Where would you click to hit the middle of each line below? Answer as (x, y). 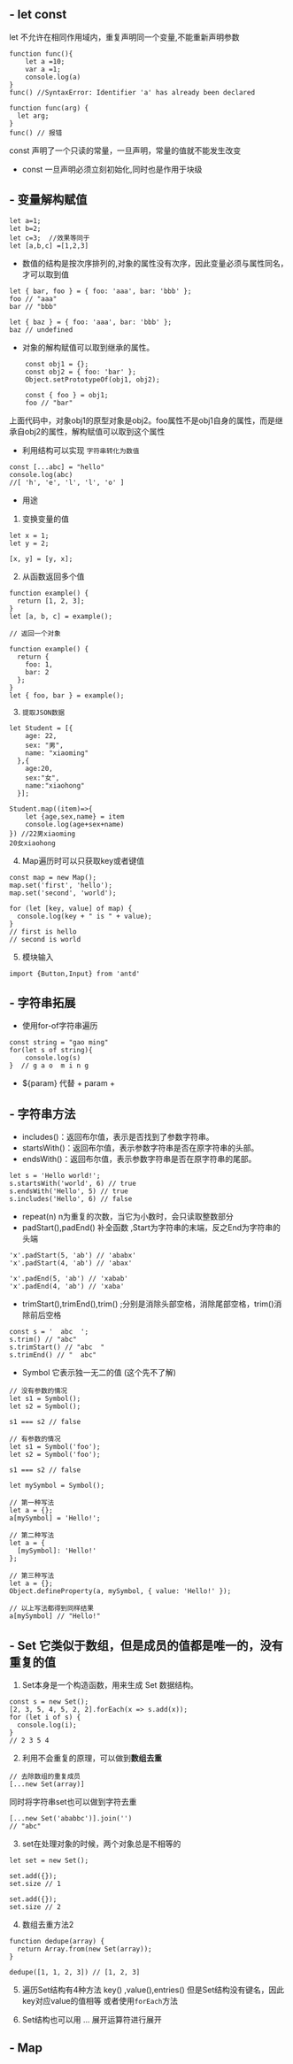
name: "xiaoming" (57, 753)
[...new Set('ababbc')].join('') (71, 1819)
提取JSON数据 (43, 712)
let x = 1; (29, 535)
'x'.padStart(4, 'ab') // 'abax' (71, 1263)
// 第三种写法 (32, 1576)
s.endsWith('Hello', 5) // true (69, 1191)
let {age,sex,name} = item (75, 816)
